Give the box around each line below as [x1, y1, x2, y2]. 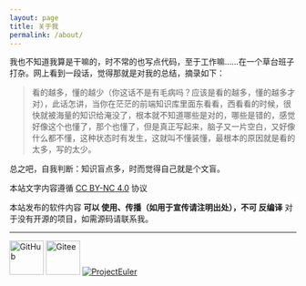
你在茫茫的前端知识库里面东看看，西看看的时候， [99, 98, 284, 109]
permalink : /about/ [9, 30, 84, 39]
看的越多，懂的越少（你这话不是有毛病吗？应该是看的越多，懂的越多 [31, 87, 288, 98]
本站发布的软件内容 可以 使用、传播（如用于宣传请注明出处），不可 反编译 [9, 202, 283, 213]
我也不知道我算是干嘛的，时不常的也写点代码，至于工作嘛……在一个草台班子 [9, 56, 295, 67]
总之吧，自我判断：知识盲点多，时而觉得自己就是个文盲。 [9, 163, 225, 174]
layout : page [9, 13, 59, 23]
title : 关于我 [9, 22, 59, 31]
